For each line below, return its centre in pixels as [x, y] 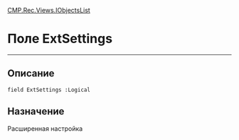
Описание [31, 74]
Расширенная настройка [45, 128]
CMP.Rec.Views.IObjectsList [49, 10]
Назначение [36, 111]
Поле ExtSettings [60, 39]
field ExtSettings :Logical [49, 90]
